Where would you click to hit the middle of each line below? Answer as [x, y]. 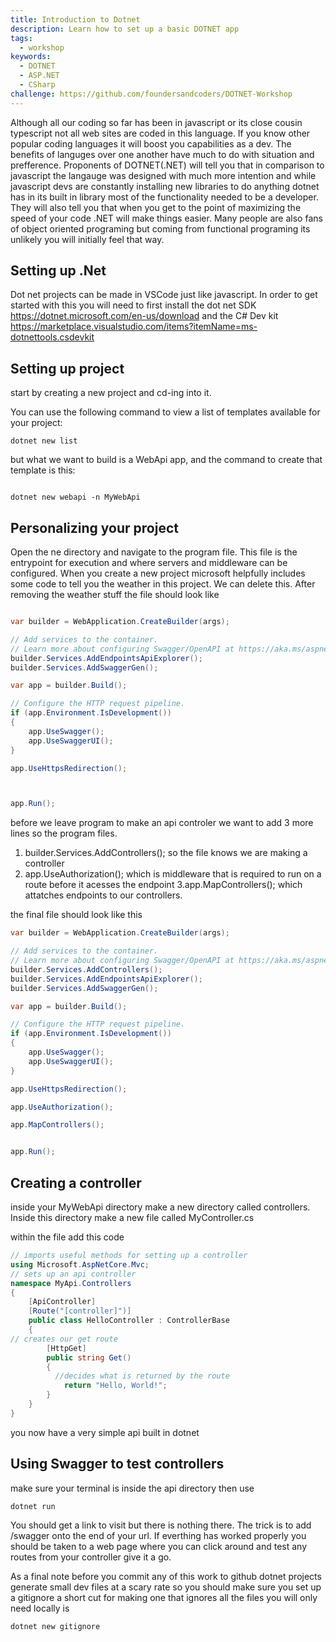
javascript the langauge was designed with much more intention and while [163, 175]
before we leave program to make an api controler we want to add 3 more [162, 823]
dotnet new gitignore [55, 1626]
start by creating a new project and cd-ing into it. [111, 393]
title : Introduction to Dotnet [75, 19]
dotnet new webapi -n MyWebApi [75, 497]
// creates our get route [64, 1339]
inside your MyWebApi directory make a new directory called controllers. [160, 1207]
